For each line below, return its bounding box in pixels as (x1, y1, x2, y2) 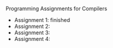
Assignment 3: (14, 29, 50, 36)
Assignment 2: (14, 23, 50, 30)
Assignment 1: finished (14, 17, 70, 23)
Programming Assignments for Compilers (5, 5, 108, 12)
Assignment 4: (14, 36, 50, 42)
